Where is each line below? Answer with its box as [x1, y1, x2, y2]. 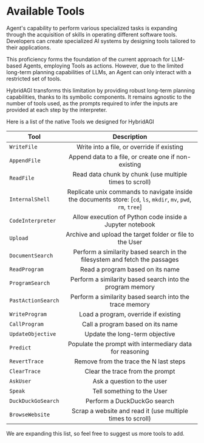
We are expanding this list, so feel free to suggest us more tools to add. [6, 430, 185, 437]
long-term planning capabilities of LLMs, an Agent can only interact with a [6, 68, 191, 75]
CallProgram [9, 321, 44, 327]
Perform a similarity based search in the [73, 248, 187, 256]
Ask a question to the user [92, 377, 168, 385]
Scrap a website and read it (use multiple [72, 406, 188, 415]
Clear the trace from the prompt [84, 367, 175, 375]
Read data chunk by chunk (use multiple [72, 170, 188, 178]
